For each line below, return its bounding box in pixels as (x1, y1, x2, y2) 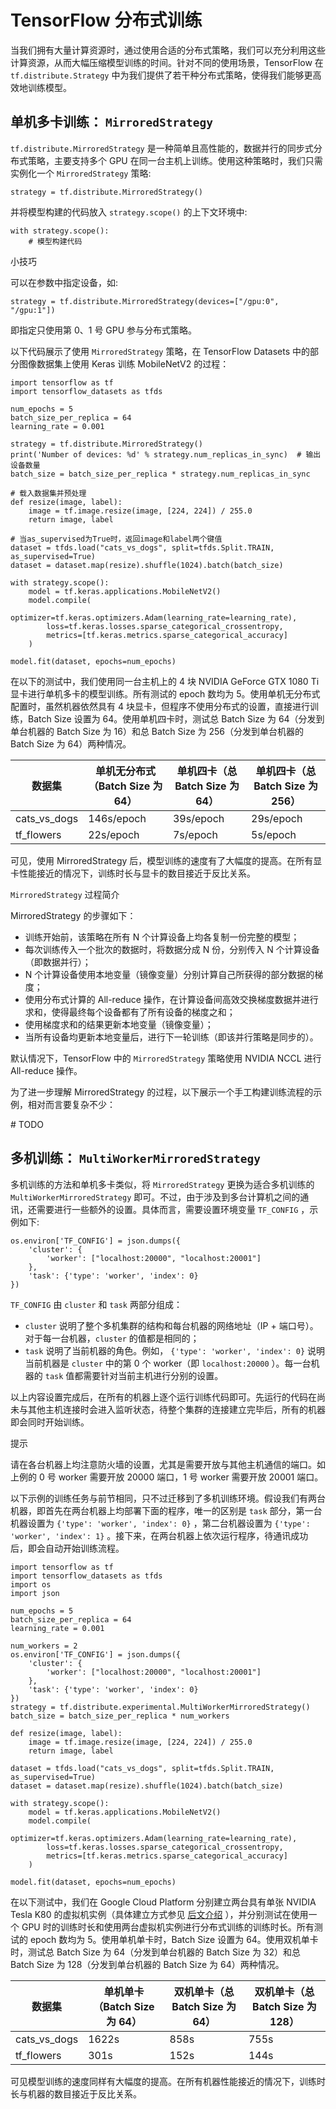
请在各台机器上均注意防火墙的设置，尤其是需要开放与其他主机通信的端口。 (10, 1458, 317, 1470)
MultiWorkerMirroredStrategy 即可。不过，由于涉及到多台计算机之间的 (10, 1191, 301, 1203)
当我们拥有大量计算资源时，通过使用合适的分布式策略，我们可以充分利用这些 (10, 44, 326, 56)
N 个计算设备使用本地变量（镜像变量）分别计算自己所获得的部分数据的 (24, 968, 315, 980)
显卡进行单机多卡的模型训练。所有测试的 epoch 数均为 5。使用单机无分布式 (10, 687, 321, 700)
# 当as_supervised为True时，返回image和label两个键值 (10, 534, 223, 544)
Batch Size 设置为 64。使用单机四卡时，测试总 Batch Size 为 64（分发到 (27, 712, 325, 725)
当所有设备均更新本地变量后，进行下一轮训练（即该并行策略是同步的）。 (24, 1031, 319, 1043)
